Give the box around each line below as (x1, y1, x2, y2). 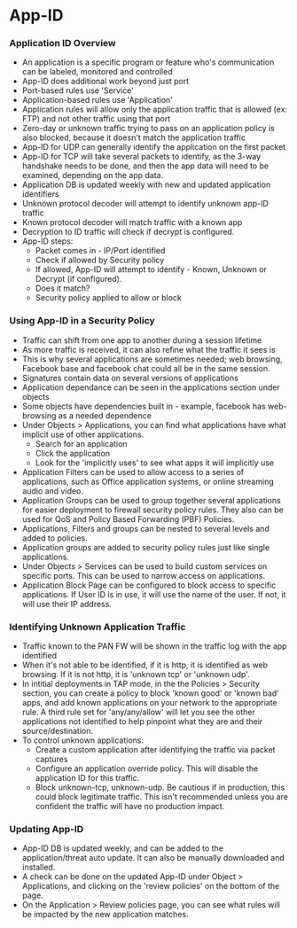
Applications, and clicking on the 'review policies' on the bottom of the (21, 881, 280, 892)
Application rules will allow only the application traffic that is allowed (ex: (21, 104, 288, 115)
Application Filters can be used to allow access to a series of (21, 466, 245, 477)
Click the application (35, 448, 111, 458)
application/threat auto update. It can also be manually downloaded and (21, 853, 285, 863)
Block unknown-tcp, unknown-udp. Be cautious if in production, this (35, 782, 285, 793)
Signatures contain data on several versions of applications (21, 372, 239, 383)
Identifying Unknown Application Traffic (9, 620, 186, 633)
